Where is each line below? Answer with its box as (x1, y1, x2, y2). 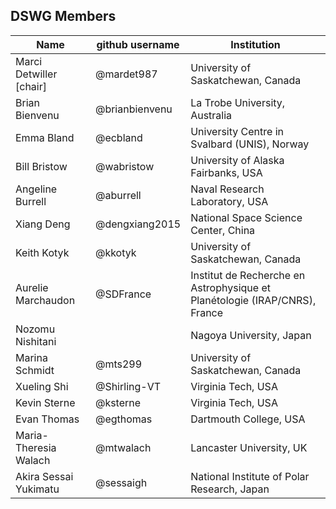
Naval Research (190, 182, 265, 196)
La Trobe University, (190, 95, 286, 109)
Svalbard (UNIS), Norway (190, 137, 310, 151)
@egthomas (94, 412, 153, 426)
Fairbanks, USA (190, 165, 263, 179)
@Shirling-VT (94, 379, 162, 393)
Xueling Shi (15, 379, 69, 393)
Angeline (15, 182, 58, 196)
